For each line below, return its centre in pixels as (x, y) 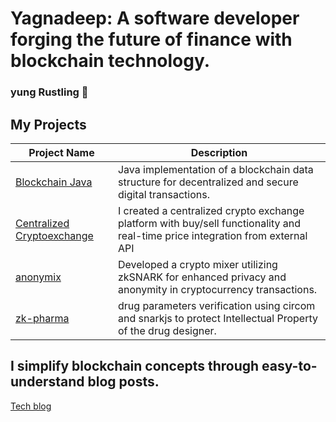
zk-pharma (42, 318)
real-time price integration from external (212, 235)
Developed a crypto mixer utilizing (197, 264)
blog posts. (123, 382)
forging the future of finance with (151, 39)
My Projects (48, 124)
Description (219, 152)
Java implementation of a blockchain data (215, 169)
